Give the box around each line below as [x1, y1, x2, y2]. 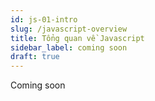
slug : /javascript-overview [10, 24, 128, 34]
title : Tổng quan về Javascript [10, 33, 145, 43]
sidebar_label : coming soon [10, 42, 128, 53]
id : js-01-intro [10, 14, 78, 25]
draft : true [10, 52, 60, 62]
